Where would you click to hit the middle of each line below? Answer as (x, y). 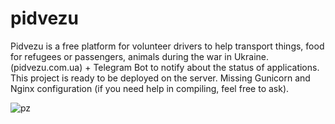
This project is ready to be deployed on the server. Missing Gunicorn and (160, 78)
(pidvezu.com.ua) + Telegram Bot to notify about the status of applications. (165, 67)
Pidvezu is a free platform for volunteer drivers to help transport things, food (167, 46)
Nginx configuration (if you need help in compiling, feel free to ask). (150, 88)
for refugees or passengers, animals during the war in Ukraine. (140, 56)
